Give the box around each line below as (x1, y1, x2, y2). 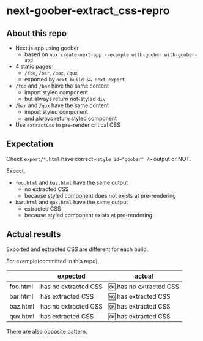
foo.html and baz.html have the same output (15, 179, 128, 186)
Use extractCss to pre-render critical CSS (15, 121, 120, 129)
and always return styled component (24, 114, 117, 122)
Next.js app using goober (15, 44, 79, 51)
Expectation (6, 139, 54, 149)
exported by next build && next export (24, 76, 125, 83)
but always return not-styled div (24, 96, 106, 102)
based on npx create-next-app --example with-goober (24, 51, 162, 58)
